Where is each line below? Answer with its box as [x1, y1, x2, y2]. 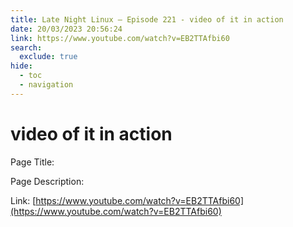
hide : [10, 61, 33, 71]
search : [10, 42, 43, 53]
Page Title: [10, 156, 55, 168]
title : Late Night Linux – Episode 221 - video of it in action [10, 14, 284, 25]
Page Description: [10, 175, 85, 187]
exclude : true [19, 52, 78, 62]
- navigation [19, 80, 74, 90]
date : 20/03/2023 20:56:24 [10, 24, 123, 34]
